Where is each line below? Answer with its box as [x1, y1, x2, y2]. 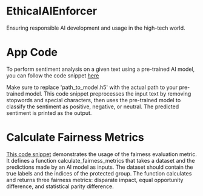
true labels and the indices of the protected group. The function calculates [6, 169, 192, 177]
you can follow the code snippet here [6, 71, 99, 79]
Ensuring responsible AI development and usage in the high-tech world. [6, 24, 186, 31]
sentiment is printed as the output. [6, 109, 92, 116]
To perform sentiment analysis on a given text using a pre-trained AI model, [6, 65, 195, 73]
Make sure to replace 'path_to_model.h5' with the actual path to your [6, 83, 178, 91]
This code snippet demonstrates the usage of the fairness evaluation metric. [6, 150, 197, 158]
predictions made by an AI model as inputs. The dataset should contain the [6, 163, 193, 171]
